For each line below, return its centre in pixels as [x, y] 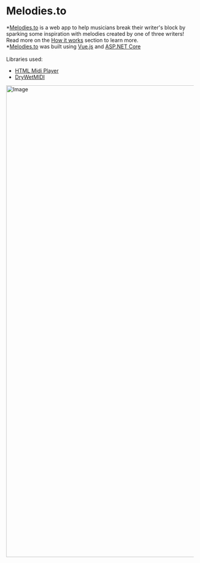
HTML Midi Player [37, 70]
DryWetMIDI [30, 77]
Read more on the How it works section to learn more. [72, 40]
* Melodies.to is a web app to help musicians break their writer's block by [96, 27]
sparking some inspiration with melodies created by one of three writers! [95, 33]
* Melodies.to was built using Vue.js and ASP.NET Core [74, 46]
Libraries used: [24, 59]
